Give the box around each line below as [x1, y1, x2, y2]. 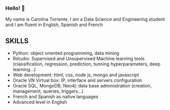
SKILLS [5, 36, 29, 45]
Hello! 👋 [5, 5, 26, 12]
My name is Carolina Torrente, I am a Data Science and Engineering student [5, 16, 165, 23]
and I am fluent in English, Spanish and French [5, 21, 103, 28]
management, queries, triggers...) [12, 88, 83, 94]
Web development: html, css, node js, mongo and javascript [12, 72, 139, 78]
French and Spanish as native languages [12, 94, 99, 100]
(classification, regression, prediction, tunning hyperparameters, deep [12, 61, 161, 67]
